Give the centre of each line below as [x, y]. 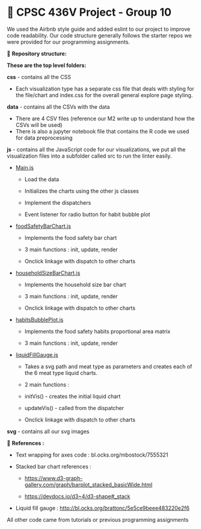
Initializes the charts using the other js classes [82, 191]
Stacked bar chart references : [54, 466]
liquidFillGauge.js [37, 354]
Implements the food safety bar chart [71, 237]
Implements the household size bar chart [75, 284]
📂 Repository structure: [37, 53]
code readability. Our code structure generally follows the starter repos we [99, 35]
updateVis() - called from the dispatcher [74, 408]
